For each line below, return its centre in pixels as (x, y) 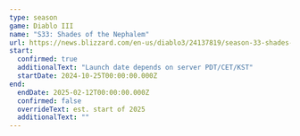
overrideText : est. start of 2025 (81, 109)
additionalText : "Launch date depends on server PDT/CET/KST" (135, 68)
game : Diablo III (42, 26)
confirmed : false (50, 101)
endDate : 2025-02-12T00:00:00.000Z (83, 92)
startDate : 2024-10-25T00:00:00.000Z (87, 76)
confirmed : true (47, 59)
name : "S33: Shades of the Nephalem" (79, 34)
